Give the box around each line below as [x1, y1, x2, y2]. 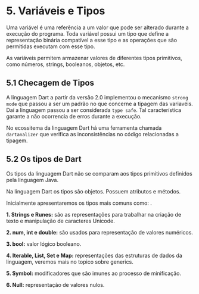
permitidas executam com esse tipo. [6, 43, 95, 50]
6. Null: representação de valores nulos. [6, 281, 105, 288]
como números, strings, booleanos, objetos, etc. [6, 61, 125, 68]
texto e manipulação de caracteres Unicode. [6, 217, 115, 224]
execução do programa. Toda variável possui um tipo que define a [6, 30, 169, 37]
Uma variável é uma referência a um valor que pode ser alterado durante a [6, 24, 189, 31]
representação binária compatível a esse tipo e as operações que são [6, 36, 178, 43]
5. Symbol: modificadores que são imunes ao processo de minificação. [6, 270, 182, 277]
